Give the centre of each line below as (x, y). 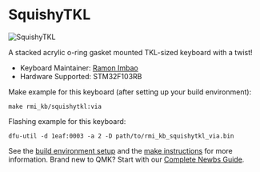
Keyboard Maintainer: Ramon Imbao (79, 68)
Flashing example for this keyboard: (67, 121)
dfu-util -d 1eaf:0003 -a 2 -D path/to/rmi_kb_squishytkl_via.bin (121, 136)
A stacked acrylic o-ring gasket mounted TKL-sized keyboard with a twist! (131, 52)
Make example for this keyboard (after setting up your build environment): (130, 92)
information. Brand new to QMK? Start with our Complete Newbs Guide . (126, 159)
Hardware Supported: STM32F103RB (81, 76)
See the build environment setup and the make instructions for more (121, 150)
